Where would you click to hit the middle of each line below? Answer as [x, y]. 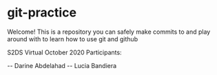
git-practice [42, 13]
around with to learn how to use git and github [73, 39]
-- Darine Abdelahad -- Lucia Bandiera [62, 65]
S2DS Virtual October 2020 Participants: [64, 52]
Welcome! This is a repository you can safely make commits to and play [109, 32]
